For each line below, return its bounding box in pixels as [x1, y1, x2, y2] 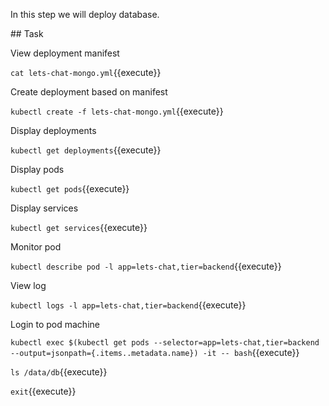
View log [10, 280, 47, 291]
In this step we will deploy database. [10, 9, 160, 20]
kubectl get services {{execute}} [10, 222, 148, 233]
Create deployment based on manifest [10, 86, 168, 98]
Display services [10, 202, 79, 214]
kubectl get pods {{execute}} [10, 183, 130, 194]
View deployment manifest [10, 47, 120, 59]
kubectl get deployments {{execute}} [10, 144, 162, 156]
